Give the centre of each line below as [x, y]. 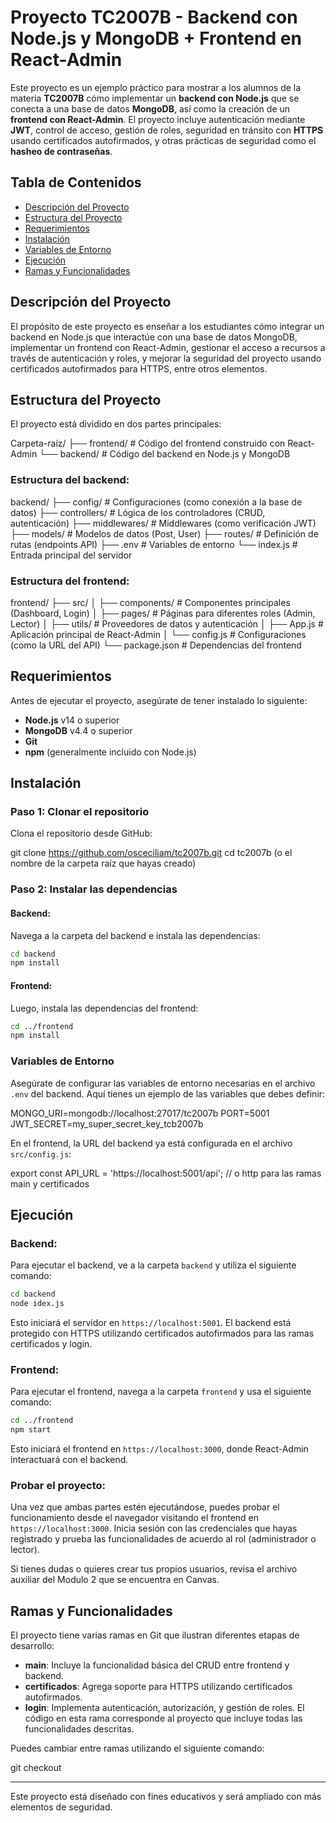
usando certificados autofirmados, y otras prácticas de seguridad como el [163, 140]
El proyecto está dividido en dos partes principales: [116, 424]
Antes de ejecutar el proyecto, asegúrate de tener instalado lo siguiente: [159, 700]
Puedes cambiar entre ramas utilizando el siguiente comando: [137, 1748]
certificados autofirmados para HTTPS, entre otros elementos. [139, 368]
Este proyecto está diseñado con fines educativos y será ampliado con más [166, 1797]
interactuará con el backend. [69, 1460]
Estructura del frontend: [70, 581]
